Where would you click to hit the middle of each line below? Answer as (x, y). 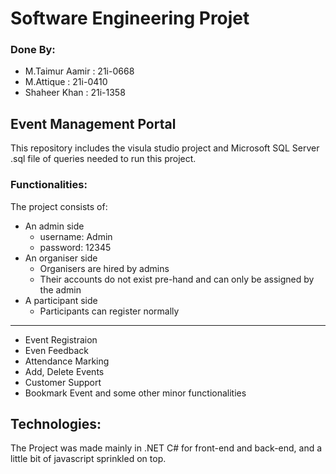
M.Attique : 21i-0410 (66, 82)
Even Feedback (57, 350)
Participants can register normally (109, 311)
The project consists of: (59, 206)
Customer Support (63, 382)
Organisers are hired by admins (104, 268)
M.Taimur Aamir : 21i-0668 (79, 71)
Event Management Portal (93, 123)
